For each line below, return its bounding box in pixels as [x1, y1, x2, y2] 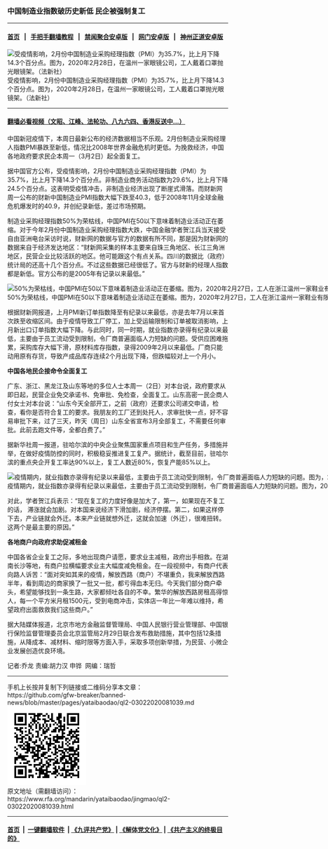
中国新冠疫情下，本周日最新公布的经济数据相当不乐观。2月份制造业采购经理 [7, 134, 226, 142]
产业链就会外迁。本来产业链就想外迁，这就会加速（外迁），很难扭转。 [25, 514, 226, 522]
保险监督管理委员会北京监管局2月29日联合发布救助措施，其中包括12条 [13, 629, 215, 637]
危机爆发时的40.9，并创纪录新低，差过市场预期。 [7, 201, 150, 210]
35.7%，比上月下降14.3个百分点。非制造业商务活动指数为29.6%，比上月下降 [7, 175, 228, 184]
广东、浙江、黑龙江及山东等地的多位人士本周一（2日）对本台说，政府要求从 [7, 381, 226, 390]
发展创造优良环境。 [13, 646, 69, 655]
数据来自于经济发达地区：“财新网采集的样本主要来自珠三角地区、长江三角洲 [7, 243, 226, 251]
